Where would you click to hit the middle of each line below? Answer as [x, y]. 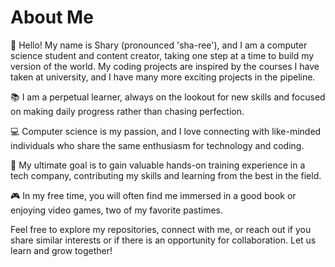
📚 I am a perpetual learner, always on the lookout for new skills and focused [168, 97]
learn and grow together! [61, 250]
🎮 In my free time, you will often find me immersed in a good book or [153, 195]
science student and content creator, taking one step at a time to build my [162, 55]
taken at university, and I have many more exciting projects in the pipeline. [163, 77]
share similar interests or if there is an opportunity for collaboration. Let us [163, 240]
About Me [52, 17]
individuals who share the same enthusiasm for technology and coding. [157, 145]
